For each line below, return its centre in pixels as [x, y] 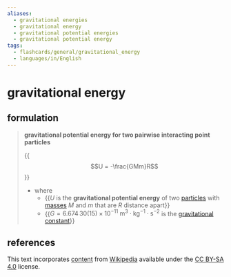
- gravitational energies [51, 20]
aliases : [20, 13]
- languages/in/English [47, 59]
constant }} [60, 221]
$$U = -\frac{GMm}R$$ [124, 166]
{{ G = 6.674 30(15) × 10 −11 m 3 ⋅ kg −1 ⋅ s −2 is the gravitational [129, 213]
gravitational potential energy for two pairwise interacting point [117, 135]
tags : [15, 46]
